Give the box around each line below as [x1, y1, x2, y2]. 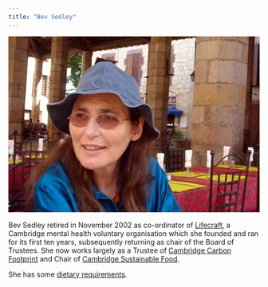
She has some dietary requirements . [8, 269, 128, 279]
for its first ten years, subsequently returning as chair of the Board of [8, 237, 235, 246]
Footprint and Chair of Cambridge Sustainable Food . [8, 254, 180, 263]
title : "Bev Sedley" [8, 13, 77, 21]
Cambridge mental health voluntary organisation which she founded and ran [8, 228, 259, 238]
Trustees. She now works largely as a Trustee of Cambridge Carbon [8, 246, 232, 255]
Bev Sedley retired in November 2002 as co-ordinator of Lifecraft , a [8, 220, 231, 230]
